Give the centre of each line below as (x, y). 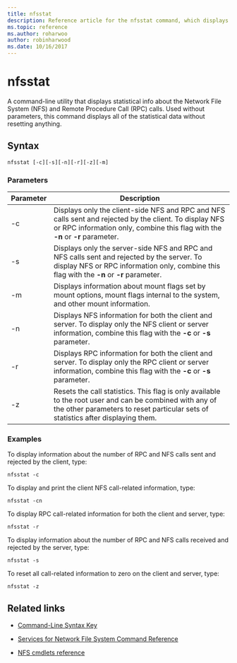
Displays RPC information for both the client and (133, 353)
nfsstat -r (23, 527)
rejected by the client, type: (47, 462)
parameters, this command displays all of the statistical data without (107, 116)
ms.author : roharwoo (38, 34)
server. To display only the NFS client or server (131, 324)
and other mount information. (102, 304)
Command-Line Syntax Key (57, 626)
